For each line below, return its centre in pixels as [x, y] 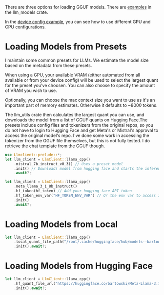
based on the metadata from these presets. [49, 65]
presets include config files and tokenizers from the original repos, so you [79, 125]
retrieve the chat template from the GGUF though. [55, 146]
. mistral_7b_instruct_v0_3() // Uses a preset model [69, 164]
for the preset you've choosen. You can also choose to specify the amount [80, 85]
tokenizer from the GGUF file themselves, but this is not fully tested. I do [78, 140]
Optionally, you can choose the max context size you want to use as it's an [80, 100]
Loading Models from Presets [66, 47]
